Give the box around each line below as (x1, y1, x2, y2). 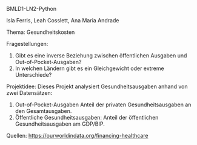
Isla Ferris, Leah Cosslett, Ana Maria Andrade (6, 17, 119, 24)
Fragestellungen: (6, 40, 48, 47)
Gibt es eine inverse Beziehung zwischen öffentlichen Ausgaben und (15, 52, 187, 59)
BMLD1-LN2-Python (6, 5, 56, 12)
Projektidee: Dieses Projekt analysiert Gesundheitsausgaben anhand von (6, 83, 188, 90)
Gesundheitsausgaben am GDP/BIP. (15, 120, 105, 127)
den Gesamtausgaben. (15, 108, 72, 114)
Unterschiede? (15, 71, 52, 78)
